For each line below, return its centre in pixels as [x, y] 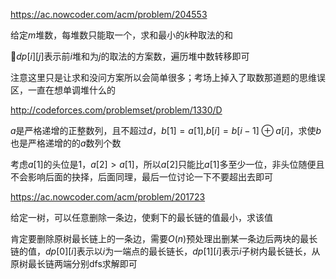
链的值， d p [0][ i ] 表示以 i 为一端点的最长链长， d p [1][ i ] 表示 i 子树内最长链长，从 [165, 251]
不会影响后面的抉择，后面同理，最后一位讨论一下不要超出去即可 [141, 177]
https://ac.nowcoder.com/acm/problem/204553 [109, 14]
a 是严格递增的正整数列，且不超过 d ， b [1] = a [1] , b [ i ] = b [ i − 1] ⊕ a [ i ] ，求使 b [166, 130]
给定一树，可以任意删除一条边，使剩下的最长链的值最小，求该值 [141, 217]
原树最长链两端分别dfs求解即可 [74, 263]
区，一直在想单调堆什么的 [63, 90]
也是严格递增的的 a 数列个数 [66, 143]
